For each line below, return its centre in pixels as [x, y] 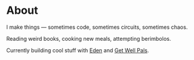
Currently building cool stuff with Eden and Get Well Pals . [78, 50]
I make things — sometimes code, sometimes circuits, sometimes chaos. [97, 27]
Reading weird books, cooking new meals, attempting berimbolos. [89, 38]
